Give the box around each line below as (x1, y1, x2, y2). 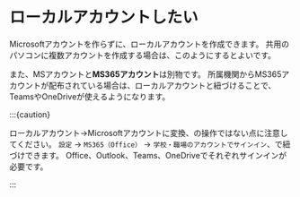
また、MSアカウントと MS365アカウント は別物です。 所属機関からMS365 (9, 68, 282, 80)
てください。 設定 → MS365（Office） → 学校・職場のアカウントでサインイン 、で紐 (9, 139, 291, 150)
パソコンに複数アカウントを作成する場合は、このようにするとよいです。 (9, 49, 277, 60)
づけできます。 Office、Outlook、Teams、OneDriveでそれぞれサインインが (9, 150, 287, 160)
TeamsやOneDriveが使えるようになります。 (9, 90, 171, 102)
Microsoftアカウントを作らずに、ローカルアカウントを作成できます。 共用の (9, 39, 290, 49)
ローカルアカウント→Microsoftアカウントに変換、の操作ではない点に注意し (9, 127, 288, 138)
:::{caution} (9, 108, 51, 120)
